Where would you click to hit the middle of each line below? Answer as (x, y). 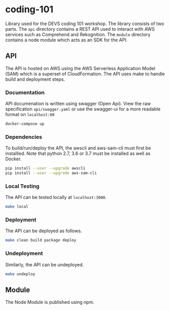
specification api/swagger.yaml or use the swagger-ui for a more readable (83, 109)
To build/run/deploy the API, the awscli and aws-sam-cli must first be (78, 148)
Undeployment (24, 253)
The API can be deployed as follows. (44, 231)
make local (17, 207)
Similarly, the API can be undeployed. (45, 264)
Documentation (25, 92)
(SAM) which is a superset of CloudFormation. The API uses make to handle (85, 74)
